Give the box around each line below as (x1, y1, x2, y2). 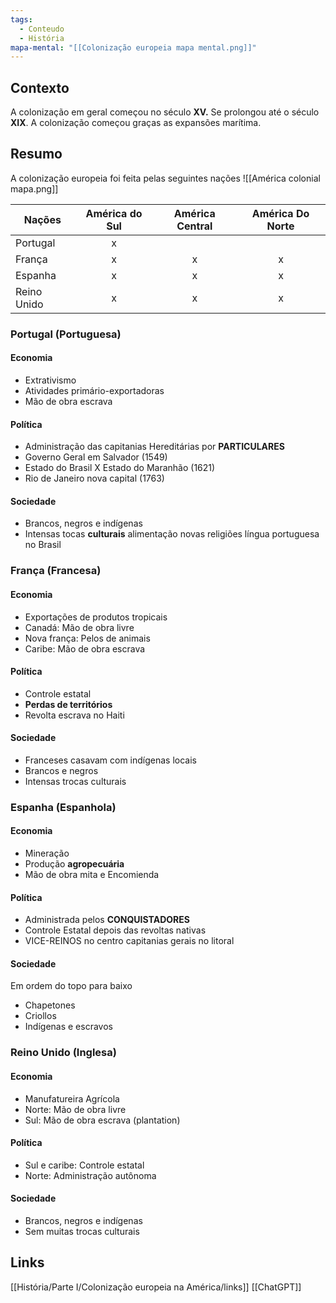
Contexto (10, 79, 70, 96)
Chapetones (24, 999, 76, 1011)
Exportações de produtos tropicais (24, 611, 168, 623)
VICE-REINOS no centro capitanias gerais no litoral (24, 935, 235, 947)
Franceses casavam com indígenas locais (24, 754, 197, 766)
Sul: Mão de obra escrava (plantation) (24, 1114, 181, 1126)
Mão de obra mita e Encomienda (24, 869, 160, 881)
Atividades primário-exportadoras (24, 385, 165, 396)
